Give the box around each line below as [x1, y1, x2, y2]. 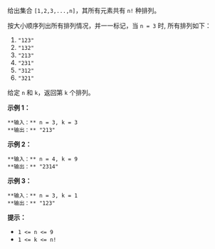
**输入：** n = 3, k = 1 [7, 192, 78, 199]
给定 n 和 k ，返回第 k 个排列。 [7, 88, 95, 96]
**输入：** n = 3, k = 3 [7, 119, 78, 126]
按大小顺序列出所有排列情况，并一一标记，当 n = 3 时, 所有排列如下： [7, 21, 211, 30]
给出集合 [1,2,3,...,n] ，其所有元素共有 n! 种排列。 [7, 6, 161, 14]
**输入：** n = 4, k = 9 [7, 156, 78, 163]
